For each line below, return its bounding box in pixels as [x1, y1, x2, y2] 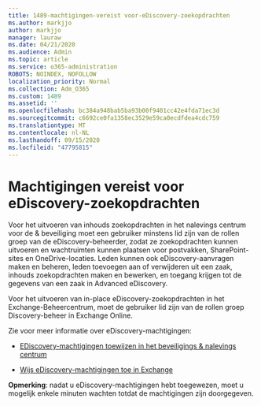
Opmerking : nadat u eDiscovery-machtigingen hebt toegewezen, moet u [8, 380, 244, 390]
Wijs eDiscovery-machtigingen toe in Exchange [19, 365, 173, 374]
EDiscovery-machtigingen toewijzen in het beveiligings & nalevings [19, 341, 237, 351]
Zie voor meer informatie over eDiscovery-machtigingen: [8, 326, 193, 336]
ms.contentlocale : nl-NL [8, 129, 90, 136]
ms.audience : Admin [8, 48, 72, 56]
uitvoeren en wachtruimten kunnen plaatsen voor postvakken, [8, 245, 209, 255]
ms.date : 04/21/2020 [8, 41, 76, 49]
